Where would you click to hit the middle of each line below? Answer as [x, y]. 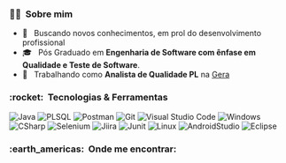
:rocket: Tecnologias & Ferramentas [89, 98]
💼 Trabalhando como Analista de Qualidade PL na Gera [126, 75]
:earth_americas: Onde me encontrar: [93, 149]
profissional [43, 42]
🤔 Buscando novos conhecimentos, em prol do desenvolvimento [142, 33]
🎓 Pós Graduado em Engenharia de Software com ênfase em [139, 53]
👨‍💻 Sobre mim [41, 14]
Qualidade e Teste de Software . [81, 65]
